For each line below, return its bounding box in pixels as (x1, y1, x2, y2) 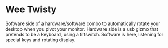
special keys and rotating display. (5, 37, 76, 43)
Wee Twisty (5, 4, 57, 15)
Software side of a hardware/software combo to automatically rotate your (5, 20, 160, 27)
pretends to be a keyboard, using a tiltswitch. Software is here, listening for (5, 31, 164, 37)
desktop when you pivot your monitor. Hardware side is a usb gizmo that (5, 26, 159, 32)
